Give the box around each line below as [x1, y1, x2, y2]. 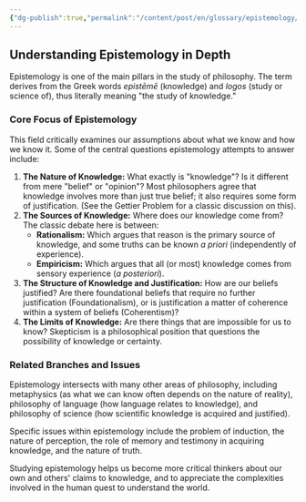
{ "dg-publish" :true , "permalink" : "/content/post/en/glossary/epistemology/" [9, 13, 303, 23]
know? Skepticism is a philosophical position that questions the [22, 325, 260, 337]
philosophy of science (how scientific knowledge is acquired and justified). [9, 408, 291, 419]
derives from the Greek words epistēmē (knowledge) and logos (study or [9, 81, 283, 92]
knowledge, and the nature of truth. [9, 446, 143, 456]
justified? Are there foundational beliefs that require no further [22, 287, 256, 298]
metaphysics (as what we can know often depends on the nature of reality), [9, 389, 293, 400]
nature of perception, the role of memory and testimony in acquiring [9, 435, 265, 446]
